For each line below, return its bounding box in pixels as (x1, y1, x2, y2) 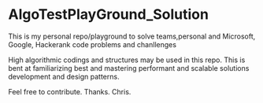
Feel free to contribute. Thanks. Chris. (8, 86, 131, 96)
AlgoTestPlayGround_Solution (8, 6, 209, 24)
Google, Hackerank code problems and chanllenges (8, 39, 177, 49)
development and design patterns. (8, 72, 120, 81)
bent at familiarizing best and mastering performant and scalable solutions (8, 63, 250, 72)
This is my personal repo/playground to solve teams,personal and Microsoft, (8, 31, 256, 41)
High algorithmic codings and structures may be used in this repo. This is (8, 55, 246, 64)
